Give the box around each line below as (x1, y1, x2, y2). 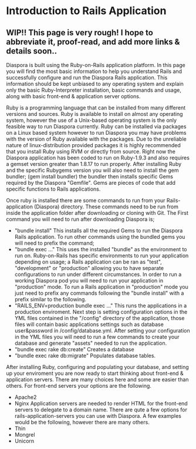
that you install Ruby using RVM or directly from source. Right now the (6, 148, 176, 155)
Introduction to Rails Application (6, 4, 167, 18)
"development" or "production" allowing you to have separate (14, 265, 164, 271)
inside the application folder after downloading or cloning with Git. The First (6, 209, 189, 216)
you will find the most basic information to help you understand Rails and (6, 68, 183, 75)
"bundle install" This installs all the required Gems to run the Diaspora (14, 227, 183, 234)
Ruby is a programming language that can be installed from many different (6, 104, 186, 111)
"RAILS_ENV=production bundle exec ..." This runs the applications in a (14, 302, 187, 309)
